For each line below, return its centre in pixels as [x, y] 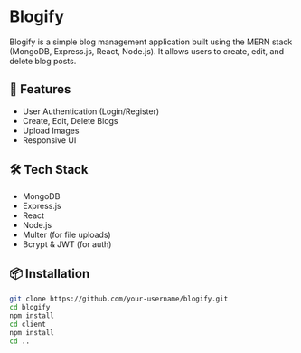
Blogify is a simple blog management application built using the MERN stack [151, 42]
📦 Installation [50, 273]
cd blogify [30, 308]
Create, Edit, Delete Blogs [71, 120]
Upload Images [51, 130]
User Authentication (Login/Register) [91, 111]
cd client [28, 324]
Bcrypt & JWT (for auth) [67, 244]
